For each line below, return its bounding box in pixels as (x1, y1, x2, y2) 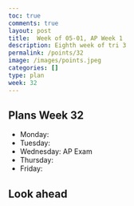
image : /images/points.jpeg (8, 57, 102, 65)
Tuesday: (19, 138, 50, 148)
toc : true (8, 11, 41, 20)
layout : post (8, 26, 52, 34)
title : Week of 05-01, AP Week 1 (8, 34, 124, 42)
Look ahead (8, 187, 68, 200)
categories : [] (8, 64, 59, 72)
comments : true (8, 19, 59, 27)
